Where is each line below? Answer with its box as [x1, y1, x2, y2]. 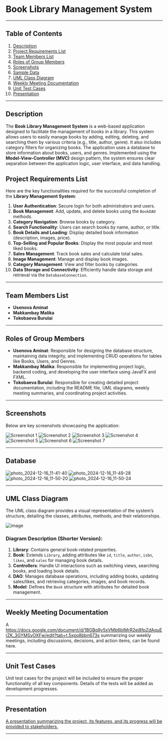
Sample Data [12, 69, 39, 75]
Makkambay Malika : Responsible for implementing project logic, [12, 363, 146, 369]
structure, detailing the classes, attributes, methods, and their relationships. [5, 513, 161, 519]
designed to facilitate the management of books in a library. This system [5, 128, 154, 134]
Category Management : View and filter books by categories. [12, 261, 139, 267]
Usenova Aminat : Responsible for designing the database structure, [12, 347, 154, 353]
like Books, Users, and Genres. [12, 358, 76, 364]
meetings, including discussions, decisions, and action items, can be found [5, 637, 160, 643]
